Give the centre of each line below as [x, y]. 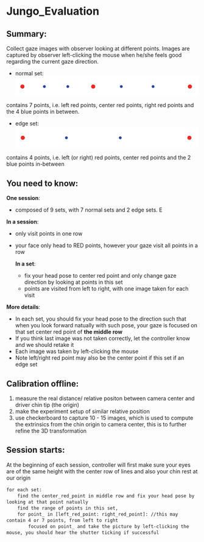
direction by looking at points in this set [73, 282]
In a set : [25, 264]
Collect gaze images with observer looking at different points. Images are [98, 48]
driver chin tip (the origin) [47, 405]
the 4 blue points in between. [43, 112]
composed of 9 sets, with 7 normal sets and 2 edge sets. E [89, 210]
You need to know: [42, 183]
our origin [19, 478]
